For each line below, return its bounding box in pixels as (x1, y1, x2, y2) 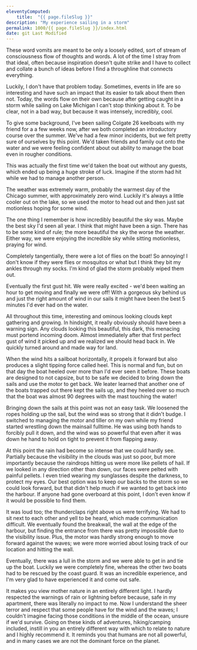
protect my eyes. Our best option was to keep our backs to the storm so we (6, 478, 189, 485)
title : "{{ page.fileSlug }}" (16, 14, 93, 20)
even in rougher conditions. (6, 151, 73, 158)
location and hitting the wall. (6, 546, 74, 553)
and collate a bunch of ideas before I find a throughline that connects (6, 65, 173, 72)
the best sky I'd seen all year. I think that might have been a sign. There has (6, 222, 188, 229)
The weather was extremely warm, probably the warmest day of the (6, 186, 171, 193)
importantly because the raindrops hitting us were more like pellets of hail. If (6, 459, 190, 466)
